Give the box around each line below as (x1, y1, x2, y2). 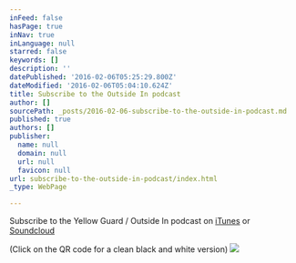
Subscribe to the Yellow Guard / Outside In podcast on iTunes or (9, 216, 250, 227)
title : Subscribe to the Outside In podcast (9, 89, 181, 98)
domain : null (17, 148, 67, 157)
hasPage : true (9, 22, 64, 31)
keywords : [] (9, 56, 59, 65)
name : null (17, 140, 59, 149)
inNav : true (9, 30, 55, 39)
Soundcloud (9, 225, 56, 237)
